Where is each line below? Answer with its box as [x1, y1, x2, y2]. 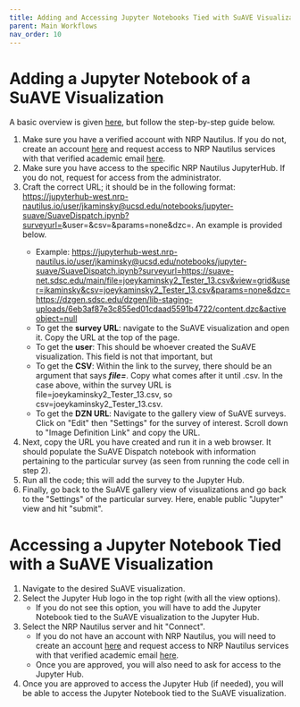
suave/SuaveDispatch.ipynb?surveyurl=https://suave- [35, 266, 235, 277]
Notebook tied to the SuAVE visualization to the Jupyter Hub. [35, 612, 260, 623]
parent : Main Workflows [9, 21, 98, 30]
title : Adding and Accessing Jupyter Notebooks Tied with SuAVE [9, 13, 254, 22]
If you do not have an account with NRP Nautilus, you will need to [35, 631, 277, 642]
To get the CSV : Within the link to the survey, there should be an [35, 361, 272, 371]
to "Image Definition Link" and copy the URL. [35, 427, 201, 439]
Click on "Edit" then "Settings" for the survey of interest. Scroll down [35, 418, 288, 429]
